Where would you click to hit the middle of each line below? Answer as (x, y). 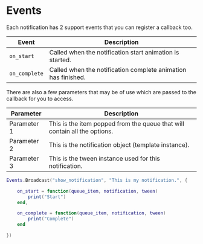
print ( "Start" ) (47, 197)
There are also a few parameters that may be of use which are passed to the (101, 92)
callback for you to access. (40, 98)
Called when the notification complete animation (118, 69)
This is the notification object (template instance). (119, 144)
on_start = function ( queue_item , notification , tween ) (88, 191)
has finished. (67, 77)
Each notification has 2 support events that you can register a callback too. (100, 27)
